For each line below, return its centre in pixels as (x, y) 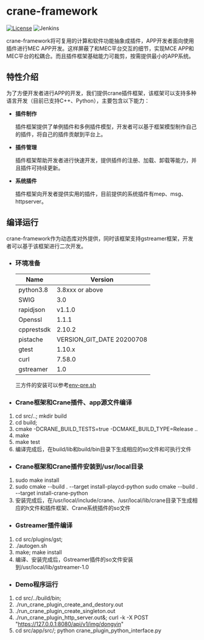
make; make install (38, 552)
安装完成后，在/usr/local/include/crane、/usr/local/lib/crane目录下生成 (104, 500)
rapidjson (32, 310)
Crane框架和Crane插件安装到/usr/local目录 (79, 467)
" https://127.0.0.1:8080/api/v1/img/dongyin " (69, 624)
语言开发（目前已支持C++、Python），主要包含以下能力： (78, 100)
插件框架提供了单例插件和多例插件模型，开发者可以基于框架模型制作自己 (106, 126)
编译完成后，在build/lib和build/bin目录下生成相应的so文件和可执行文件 (103, 449)
